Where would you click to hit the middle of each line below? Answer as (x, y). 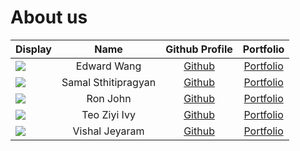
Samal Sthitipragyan (109, 82)
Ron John (109, 98)
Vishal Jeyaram (108, 131)
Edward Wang (108, 66)
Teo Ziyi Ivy (108, 114)
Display (33, 49)
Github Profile (199, 49)
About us (49, 17)
